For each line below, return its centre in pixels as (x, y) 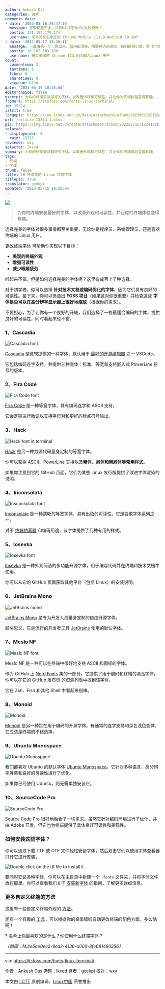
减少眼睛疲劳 (25, 268)
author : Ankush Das (25, 10)
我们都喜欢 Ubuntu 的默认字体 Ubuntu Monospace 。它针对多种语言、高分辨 (82, 767)
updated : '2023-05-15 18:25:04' (38, 188)
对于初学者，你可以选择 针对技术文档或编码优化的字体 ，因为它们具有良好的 (81, 290)
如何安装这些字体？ (28, 839)
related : (14, 129)
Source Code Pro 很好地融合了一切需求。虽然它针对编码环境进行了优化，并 (81, 819)
